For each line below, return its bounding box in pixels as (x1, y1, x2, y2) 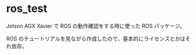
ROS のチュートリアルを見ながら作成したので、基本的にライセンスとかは (6, 35, 186, 42)
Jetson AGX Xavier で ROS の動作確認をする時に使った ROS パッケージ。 (6, 22, 186, 29)
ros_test (6, 2, 48, 16)
